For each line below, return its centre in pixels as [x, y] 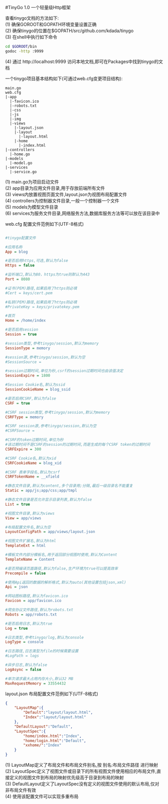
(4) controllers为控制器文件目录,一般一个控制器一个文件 [62, 200]
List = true [18, 504]
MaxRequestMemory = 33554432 [36, 683]
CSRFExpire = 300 [23, 449]
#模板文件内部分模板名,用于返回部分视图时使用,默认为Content [61, 555]
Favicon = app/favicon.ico [33, 601]
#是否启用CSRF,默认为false [31, 398]
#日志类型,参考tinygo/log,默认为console [45, 637]
